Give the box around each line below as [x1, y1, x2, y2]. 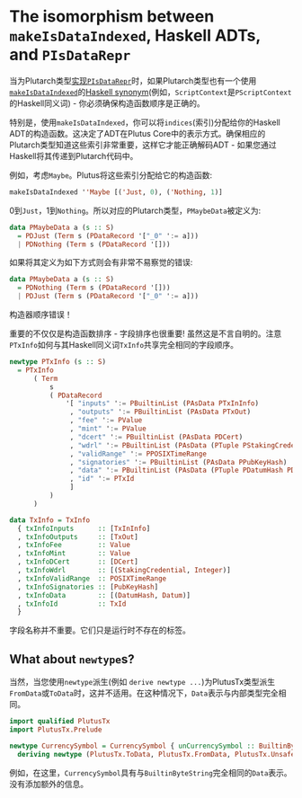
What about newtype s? [9, 652, 135, 667]
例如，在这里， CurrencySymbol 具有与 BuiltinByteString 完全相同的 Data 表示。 [9, 767, 292, 778]
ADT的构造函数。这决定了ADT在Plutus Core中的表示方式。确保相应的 [9, 128, 266, 138]
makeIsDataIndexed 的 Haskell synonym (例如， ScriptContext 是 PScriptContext [9, 86, 292, 97]
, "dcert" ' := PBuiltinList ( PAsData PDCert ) [69, 432, 244, 441]
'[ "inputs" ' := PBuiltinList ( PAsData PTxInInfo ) [66, 399, 259, 408]
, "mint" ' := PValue [69, 424, 147, 433]
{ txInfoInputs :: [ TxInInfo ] [17, 524, 151, 533]
